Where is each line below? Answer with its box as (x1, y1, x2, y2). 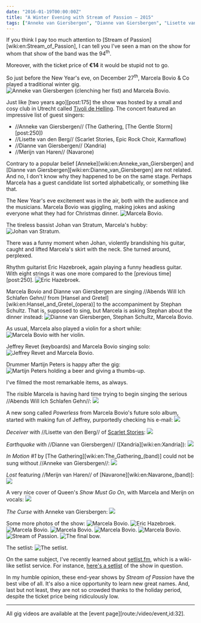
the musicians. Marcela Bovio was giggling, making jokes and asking (6, 203, 175, 210)
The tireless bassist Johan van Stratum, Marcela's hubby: (6, 221, 148, 228)
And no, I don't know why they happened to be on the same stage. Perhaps (6, 172, 193, 180)
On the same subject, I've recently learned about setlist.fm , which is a (6, 555, 178, 563)
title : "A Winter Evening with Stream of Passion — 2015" (6, 14, 154, 20)
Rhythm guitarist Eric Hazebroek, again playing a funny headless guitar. (6, 263, 182, 271)
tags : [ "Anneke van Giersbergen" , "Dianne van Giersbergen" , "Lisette (6, 20, 186, 26)
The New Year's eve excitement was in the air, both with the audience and (6, 197, 189, 204)
